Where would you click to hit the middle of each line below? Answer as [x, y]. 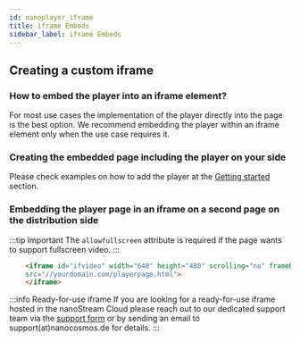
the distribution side [54, 221]
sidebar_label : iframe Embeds [66, 34]
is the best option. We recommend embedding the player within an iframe [144, 125]
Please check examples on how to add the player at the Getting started [140, 177]
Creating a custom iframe [82, 70]
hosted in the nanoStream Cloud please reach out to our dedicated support [147, 309]
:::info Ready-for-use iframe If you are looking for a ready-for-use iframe [142, 299]
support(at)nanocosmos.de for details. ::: [85, 328]
